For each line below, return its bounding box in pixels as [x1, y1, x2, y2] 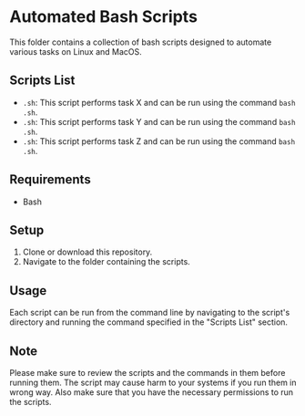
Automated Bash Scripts [9, 6, 198, 27]
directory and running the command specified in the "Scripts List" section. [9, 317, 289, 328]
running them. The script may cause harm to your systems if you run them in [9, 377, 297, 388]
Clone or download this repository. [22, 246, 153, 257]
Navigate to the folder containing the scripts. [22, 256, 191, 267]
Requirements [9, 172, 91, 188]
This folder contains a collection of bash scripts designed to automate [9, 36, 272, 47]
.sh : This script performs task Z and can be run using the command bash [22, 135, 296, 147]
